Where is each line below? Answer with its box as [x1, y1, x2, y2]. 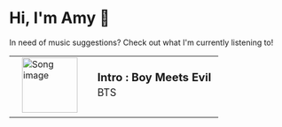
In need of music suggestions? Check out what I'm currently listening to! [9, 37, 274, 48]
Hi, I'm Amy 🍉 [9, 8, 111, 28]
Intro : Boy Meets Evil [97, 71, 212, 85]
